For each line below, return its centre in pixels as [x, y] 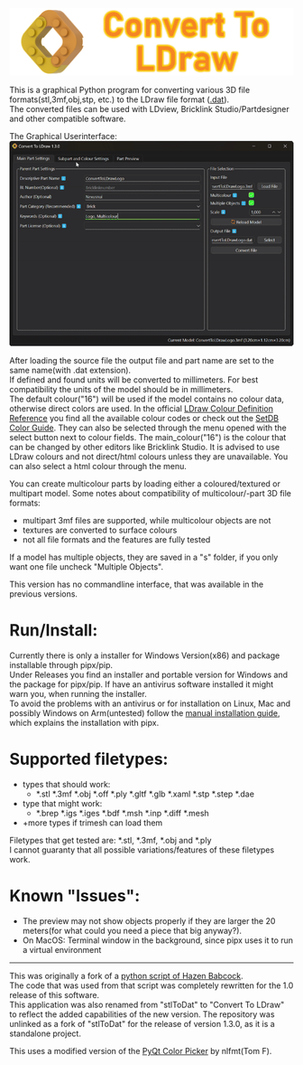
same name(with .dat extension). [70, 371]
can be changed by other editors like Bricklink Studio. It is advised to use [145, 448]
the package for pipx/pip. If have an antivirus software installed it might [142, 684]
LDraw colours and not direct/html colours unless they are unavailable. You [149, 457]
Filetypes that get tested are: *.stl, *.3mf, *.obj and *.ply [110, 841]
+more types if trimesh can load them [92, 823]
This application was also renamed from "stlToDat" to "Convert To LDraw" [147, 1005]
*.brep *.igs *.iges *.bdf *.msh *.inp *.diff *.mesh [122, 814]
